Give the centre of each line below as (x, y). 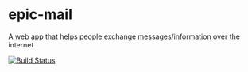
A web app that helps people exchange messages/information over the (124, 36)
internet (21, 44)
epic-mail (41, 15)
